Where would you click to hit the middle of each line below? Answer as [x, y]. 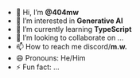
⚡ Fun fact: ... [37, 67]
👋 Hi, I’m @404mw [47, 12]
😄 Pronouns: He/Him [51, 58]
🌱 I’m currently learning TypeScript [74, 29]
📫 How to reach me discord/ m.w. [71, 47]
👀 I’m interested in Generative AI [69, 21]
